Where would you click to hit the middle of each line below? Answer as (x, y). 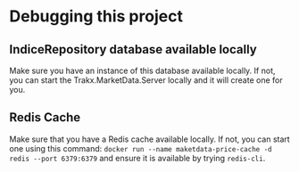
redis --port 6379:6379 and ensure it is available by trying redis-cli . (137, 158)
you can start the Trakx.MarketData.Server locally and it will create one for (146, 80)
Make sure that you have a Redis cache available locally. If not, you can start (149, 139)
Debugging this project (96, 16)
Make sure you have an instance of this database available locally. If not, (142, 70)
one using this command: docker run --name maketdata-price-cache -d (141, 148)
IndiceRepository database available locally (133, 49)
